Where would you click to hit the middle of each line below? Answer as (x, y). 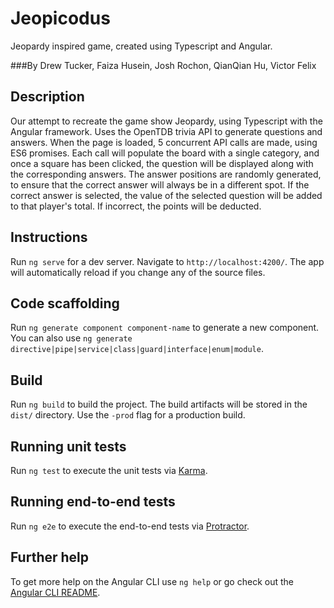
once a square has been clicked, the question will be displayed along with (162, 163)
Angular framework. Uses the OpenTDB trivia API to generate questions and (166, 131)
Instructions (49, 237)
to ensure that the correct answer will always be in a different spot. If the (160, 184)
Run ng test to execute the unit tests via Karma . (109, 470)
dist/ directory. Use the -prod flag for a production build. (128, 415)
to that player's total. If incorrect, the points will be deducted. (136, 206)
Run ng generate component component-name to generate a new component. (165, 328)
